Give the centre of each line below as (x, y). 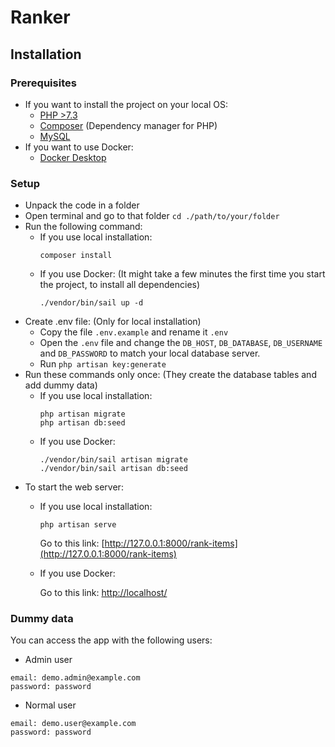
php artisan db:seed (82, 423)
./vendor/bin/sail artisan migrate (113, 460)
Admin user (48, 660)
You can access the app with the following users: (111, 640)
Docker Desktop (73, 157)
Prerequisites (43, 83)
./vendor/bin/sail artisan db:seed (113, 469)
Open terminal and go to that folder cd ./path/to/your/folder (152, 216)
